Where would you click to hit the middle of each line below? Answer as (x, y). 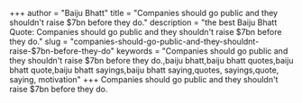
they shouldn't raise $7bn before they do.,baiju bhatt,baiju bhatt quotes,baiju (151, 60)
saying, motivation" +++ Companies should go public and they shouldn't (144, 79)
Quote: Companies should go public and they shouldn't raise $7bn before (146, 32)
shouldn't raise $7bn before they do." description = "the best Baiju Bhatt (143, 22)
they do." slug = (39, 41)
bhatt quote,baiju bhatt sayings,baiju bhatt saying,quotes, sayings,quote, (144, 70)
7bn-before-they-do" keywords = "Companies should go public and (162, 51)
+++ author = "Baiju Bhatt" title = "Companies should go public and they (143, 13)
